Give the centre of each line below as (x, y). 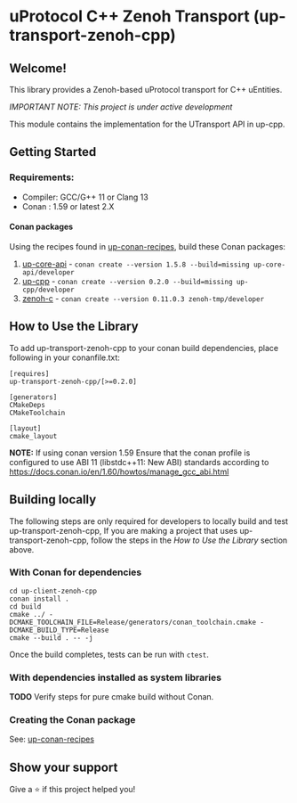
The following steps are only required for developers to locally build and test (149, 521)
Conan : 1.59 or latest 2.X (68, 206)
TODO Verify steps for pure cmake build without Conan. (112, 697)
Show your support (64, 767)
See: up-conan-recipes (52, 739)
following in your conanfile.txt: (64, 357)
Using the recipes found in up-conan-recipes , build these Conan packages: (148, 246)
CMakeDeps (28, 405)
